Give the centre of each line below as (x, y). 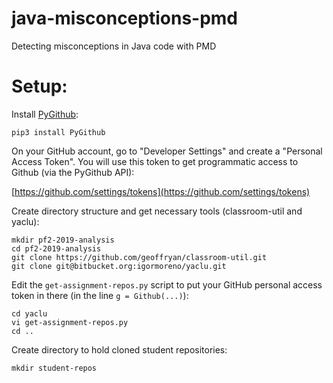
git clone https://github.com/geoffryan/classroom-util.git (139, 257)
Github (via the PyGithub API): (73, 172)
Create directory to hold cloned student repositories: (119, 349)
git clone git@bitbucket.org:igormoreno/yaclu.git (119, 266)
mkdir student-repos (54, 368)
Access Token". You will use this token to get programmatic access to (155, 161)
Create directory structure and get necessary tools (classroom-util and (157, 211)
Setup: (39, 86)
